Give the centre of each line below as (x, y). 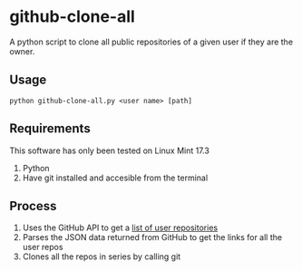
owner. (22, 51)
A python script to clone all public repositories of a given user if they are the (151, 42)
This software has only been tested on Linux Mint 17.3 (110, 150)
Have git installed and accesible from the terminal (115, 178)
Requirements (50, 129)
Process (33, 206)
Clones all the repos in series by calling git (102, 256)
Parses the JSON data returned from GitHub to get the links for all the (152, 237)
